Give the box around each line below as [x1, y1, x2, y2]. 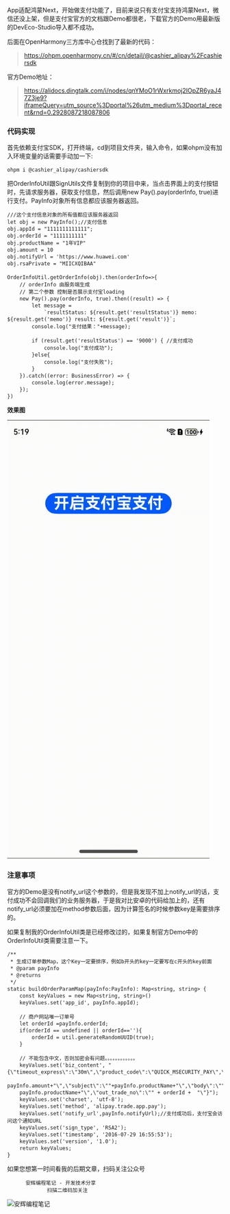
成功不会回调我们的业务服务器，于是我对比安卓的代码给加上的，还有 [12, 896, 205, 904]
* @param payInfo [10, 965, 60, 971]
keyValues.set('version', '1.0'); [19, 1138, 118, 1145]
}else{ [31, 351, 51, 358]
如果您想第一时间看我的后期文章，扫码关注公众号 [7, 1164, 145, 1173]
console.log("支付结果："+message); [31, 323, 131, 330]
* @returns [10, 971, 41, 978]
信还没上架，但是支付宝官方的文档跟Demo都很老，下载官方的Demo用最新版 [7, 14, 220, 23]
